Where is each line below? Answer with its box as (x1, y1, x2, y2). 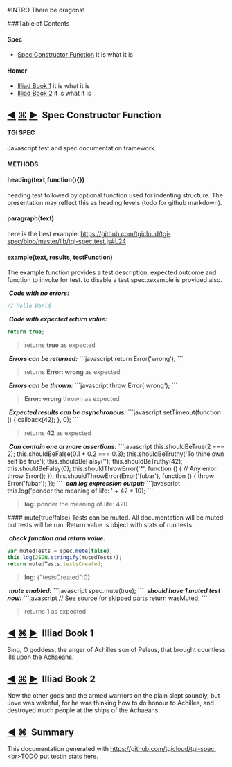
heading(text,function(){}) (7, 176, 85, 184)
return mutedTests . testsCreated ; (7, 561, 104, 567)
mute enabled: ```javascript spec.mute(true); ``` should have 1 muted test (8, 586, 221, 594)
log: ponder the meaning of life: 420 (24, 500, 128, 508)
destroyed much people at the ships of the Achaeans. (7, 706, 161, 714)
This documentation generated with (7, 745, 109, 753)
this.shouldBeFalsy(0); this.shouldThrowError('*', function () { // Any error (7, 464, 217, 473)
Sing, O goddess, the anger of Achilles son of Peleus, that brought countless (7, 646, 226, 654)
